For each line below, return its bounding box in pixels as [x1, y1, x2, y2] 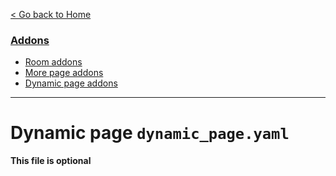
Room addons [24, 56, 83, 68]
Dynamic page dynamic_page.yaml [10, 122, 290, 144]
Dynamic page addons [24, 77, 118, 89]
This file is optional [10, 155, 92, 167]
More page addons [24, 67, 104, 79]
